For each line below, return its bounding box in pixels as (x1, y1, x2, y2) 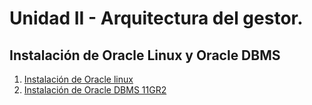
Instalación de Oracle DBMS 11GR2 (23, 84, 167, 96)
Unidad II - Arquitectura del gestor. (9, 7, 304, 30)
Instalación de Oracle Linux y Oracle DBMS (9, 47, 281, 64)
